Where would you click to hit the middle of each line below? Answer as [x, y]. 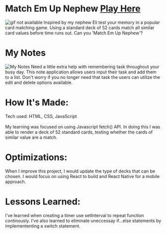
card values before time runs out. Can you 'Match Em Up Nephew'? [74, 33]
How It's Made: [37, 103]
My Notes [26, 53]
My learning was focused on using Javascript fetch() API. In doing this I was [83, 126]
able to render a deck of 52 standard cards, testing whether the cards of [79, 132]
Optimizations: [36, 157]
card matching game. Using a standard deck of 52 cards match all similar [80, 27]
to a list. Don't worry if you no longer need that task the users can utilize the [83, 77]
